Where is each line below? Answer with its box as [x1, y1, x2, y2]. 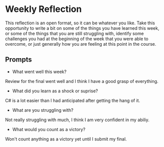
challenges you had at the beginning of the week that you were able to [5, 36, 149, 42]
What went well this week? [12, 69, 67, 74]
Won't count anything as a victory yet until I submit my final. [5, 136, 127, 142]
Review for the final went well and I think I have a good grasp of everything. [5, 78, 159, 84]
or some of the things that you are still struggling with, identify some [5, 30, 144, 36]
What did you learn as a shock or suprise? [12, 88, 98, 94]
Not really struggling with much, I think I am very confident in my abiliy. [5, 117, 150, 123]
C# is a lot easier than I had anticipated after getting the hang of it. [5, 97, 140, 103]
